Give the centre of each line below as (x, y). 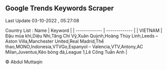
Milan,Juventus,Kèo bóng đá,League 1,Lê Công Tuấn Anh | (66, 52)
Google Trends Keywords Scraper (59, 8)
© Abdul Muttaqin (24, 62)
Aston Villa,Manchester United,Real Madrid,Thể (55, 41)
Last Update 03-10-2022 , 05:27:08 (42, 20)
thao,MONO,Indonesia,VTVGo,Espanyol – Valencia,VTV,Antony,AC (74, 46)
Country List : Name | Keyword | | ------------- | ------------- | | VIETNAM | (84, 30)
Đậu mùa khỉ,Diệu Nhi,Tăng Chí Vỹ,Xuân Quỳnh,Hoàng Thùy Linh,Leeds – (82, 36)
